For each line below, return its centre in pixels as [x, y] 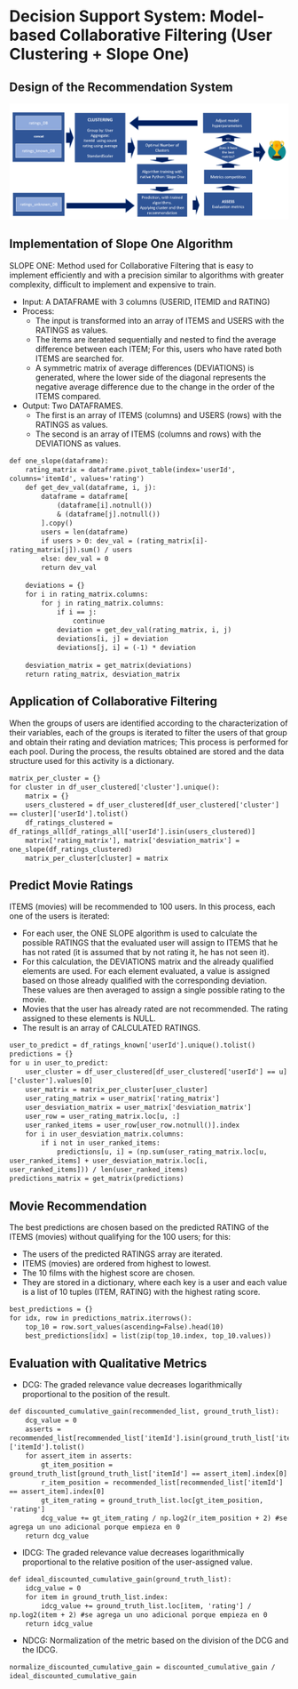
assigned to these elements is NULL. [89, 1018]
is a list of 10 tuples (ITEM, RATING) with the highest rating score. [141, 1292]
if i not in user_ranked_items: [101, 1143]
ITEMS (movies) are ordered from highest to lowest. [116, 1264]
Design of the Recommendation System [121, 87]
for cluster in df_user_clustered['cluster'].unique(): [114, 787]
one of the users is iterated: [59, 916]
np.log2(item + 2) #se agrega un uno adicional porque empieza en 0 [138, 1615]
